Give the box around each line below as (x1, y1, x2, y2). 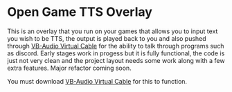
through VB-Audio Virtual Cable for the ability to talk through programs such (7, 42, 224, 50)
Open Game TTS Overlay (7, 4, 152, 20)
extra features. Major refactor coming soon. (7, 64, 132, 72)
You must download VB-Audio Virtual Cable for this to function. (7, 77, 188, 85)
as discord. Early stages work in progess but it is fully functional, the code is (7, 49, 225, 57)
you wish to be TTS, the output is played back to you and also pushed (7, 34, 206, 42)
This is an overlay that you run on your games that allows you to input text (7, 27, 218, 35)
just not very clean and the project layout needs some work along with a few (7, 56, 225, 64)
